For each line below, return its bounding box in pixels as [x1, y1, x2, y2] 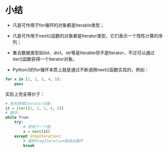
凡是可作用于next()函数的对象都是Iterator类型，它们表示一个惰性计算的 [12, 33, 159, 39]
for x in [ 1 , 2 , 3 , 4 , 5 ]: [5, 76, 62, 82]
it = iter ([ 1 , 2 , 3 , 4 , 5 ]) [5, 106, 64, 111]
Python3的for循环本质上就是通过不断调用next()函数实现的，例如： [12, 66, 149, 73]
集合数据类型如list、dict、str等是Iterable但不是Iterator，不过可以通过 [12, 50, 154, 56]
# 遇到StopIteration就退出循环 [23, 138, 83, 143]
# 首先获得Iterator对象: [5, 101, 53, 106]
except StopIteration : [14, 133, 62, 138]
